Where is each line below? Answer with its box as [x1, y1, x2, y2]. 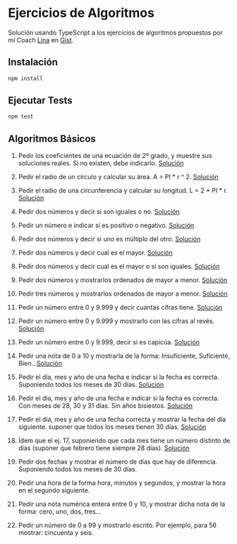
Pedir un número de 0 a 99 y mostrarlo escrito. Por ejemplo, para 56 [18, 521, 217, 530]
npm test [8, 113, 34, 121]
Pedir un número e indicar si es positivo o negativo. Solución [18, 221, 195, 230]
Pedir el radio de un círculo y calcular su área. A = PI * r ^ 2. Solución [18, 173, 219, 181]
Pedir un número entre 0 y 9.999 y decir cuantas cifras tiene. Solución [18, 303, 223, 312]
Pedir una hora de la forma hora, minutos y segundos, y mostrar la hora [18, 478, 226, 488]
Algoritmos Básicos [8, 133, 96, 145]
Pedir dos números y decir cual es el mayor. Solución [18, 248, 173, 257]
